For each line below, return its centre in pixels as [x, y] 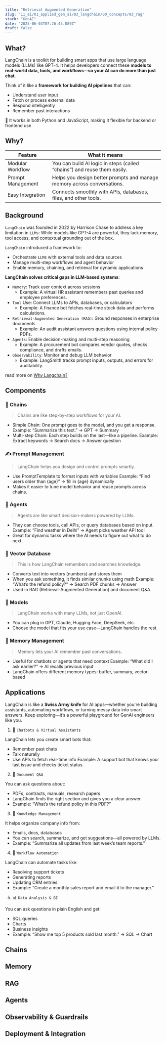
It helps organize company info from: [43, 823]
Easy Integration [26, 195]
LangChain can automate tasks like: [41, 862]
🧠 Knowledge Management [37, 813]
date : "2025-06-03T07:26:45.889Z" [41, 23]
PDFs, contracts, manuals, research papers [56, 793]
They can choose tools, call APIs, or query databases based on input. [83, 525]
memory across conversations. [88, 183]
